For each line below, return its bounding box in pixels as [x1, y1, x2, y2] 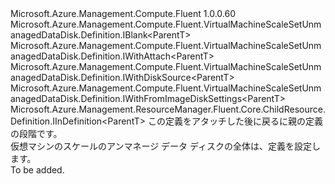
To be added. [10, 164, 65, 176]
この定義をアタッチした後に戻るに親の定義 [147, 115, 323, 127]
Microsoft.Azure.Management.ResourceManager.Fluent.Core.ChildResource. [10, 103, 326, 115]
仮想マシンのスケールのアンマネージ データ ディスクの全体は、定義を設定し [10, 140, 322, 152]
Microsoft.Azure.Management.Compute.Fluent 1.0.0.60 [10, 8, 237, 19]
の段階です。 [10, 128, 63, 139]
